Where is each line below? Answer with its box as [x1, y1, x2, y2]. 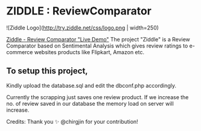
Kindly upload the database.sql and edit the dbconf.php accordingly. [6, 82, 177, 89]
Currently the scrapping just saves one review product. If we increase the [6, 93, 189, 100]
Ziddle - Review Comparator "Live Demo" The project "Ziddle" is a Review [6, 35, 190, 43]
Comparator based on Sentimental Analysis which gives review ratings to [6, 42, 188, 49]
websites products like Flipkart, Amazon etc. [34, 48, 145, 55]
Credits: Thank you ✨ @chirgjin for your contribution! [6, 118, 139, 125]
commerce [6, 48, 33, 55]
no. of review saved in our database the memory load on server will [6, 100, 174, 107]
